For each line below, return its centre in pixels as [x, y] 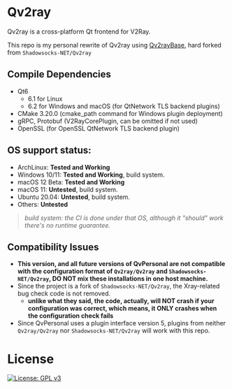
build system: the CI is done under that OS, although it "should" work [124, 218]
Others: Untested [43, 204]
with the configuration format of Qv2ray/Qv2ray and [92, 271]
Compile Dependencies [59, 74]
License [31, 359]
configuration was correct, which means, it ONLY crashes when [122, 309]
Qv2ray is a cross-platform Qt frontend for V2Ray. [79, 31]
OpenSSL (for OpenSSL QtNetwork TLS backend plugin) [99, 128]
